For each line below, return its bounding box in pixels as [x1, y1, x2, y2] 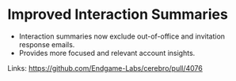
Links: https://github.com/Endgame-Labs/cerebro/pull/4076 [7, 63, 203, 72]
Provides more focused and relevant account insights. [18, 48, 196, 57]
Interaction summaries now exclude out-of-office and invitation [18, 31, 226, 41]
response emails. [18, 39, 75, 49]
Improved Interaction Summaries [7, 6, 229, 24]
